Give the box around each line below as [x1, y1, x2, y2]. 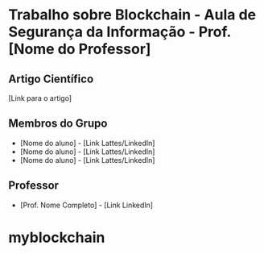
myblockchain [8, 228, 105, 247]
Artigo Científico [8, 72, 94, 85]
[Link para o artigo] [8, 94, 72, 102]
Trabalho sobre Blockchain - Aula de [8, 6, 256, 24]
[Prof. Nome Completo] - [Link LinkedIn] [19, 200, 154, 210]
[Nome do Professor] [8, 40, 151, 58]
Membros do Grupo [8, 117, 108, 131]
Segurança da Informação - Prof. [8, 23, 232, 41]
